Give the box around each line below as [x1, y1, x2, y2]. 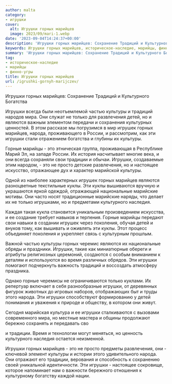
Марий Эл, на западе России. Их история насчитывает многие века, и [5, 151, 160, 157]
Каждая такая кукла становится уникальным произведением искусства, [5, 208, 165, 215]
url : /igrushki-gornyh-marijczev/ [5, 79, 79, 84]
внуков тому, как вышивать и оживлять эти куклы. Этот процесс [5, 225, 147, 231]
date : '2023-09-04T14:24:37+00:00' [5, 36, 81, 41]
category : [5, 12, 27, 17]
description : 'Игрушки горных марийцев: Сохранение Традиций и [5, 41, 143, 46]
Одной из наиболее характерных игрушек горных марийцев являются [5, 177, 160, 183]
